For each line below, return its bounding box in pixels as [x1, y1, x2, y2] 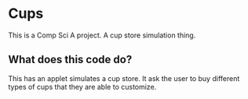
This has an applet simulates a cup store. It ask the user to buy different [8, 73, 240, 83]
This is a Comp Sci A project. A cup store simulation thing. [8, 30, 196, 40]
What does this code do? [8, 53, 133, 66]
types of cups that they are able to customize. [8, 82, 157, 91]
